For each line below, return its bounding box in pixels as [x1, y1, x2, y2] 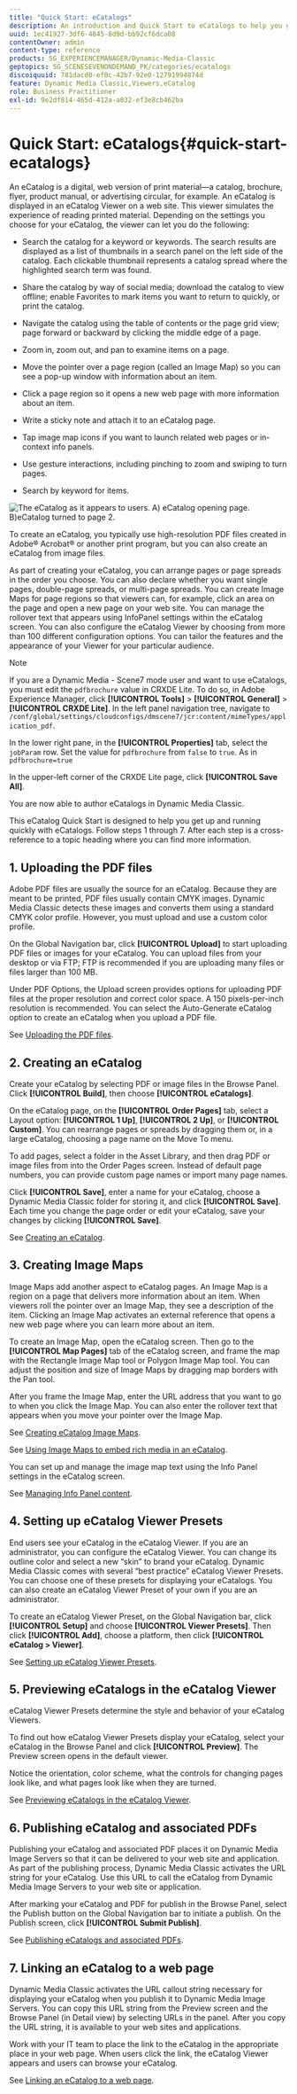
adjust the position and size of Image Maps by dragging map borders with [9, 1364, 278, 1375]
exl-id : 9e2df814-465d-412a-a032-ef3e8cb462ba [9, 95, 184, 105]
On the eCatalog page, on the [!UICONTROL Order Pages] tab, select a [9, 1105, 269, 1115]
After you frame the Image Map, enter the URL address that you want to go [9, 1391, 282, 1402]
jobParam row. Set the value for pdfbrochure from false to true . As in [9, 746, 258, 758]
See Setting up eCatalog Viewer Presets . [9, 1656, 157, 1667]
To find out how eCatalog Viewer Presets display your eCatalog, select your [9, 1732, 285, 1743]
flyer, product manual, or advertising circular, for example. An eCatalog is [9, 191, 276, 202]
